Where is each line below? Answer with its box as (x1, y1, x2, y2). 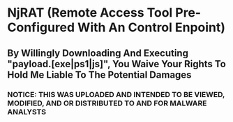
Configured (7, 19, 75, 35)
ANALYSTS (7, 107, 47, 116)
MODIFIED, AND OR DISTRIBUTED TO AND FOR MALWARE (7, 98, 207, 108)
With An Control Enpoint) (77, 19, 225, 35)
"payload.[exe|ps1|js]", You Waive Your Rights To (7, 58, 227, 70)
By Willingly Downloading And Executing (7, 47, 188, 59)
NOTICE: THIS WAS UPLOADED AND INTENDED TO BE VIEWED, (7, 89, 225, 99)
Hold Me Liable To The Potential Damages (7, 69, 192, 80)
